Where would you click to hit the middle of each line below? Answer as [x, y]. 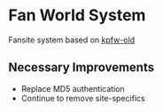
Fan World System [77, 15]
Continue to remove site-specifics [83, 98]
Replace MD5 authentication [73, 88]
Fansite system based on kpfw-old [71, 40]
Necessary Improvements [81, 67]
